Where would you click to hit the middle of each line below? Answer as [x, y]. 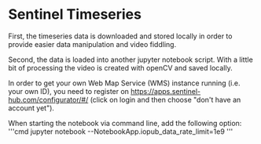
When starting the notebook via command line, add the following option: [125, 123]
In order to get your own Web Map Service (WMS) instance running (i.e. [124, 83]
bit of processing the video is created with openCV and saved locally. [121, 67]
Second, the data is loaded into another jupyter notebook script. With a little [130, 59]
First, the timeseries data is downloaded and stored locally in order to [120, 36]
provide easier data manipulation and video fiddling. [92, 44]
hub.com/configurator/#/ [48, 99]
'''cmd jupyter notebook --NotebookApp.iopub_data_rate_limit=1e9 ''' [121, 131]
